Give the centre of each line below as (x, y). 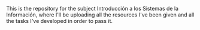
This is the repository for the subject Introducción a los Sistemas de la (92, 9)
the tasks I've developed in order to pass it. (59, 21)
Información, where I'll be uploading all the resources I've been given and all (100, 15)
